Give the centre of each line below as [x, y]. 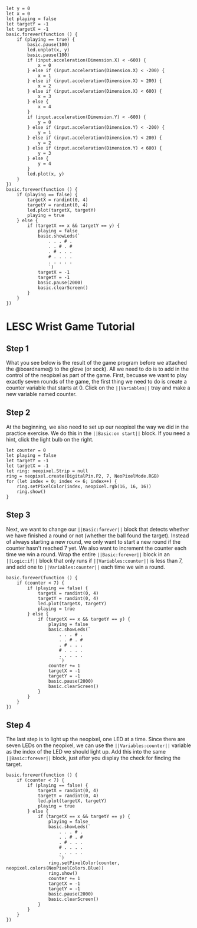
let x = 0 [18, 14]
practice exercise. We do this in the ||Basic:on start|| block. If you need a [98, 433]
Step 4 [19, 725]
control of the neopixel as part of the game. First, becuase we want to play [97, 375]
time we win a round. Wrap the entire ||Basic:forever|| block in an [88, 554]
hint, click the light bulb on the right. [50, 439]
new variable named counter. [42, 394]
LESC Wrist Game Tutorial [70, 327]
